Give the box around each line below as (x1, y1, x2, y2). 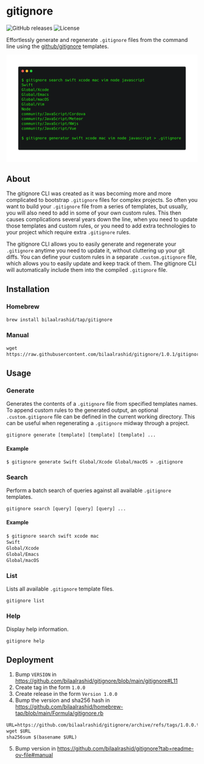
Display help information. (6, 625, 69, 633)
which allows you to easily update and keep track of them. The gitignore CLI (6, 260, 197, 267)
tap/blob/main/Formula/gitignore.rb (15, 710, 104, 717)
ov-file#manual (15, 751, 53, 759)
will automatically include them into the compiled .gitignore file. (6, 266, 168, 274)
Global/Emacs (6, 551, 39, 557)
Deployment (6, 655, 54, 665)
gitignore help (6, 638, 45, 644)
